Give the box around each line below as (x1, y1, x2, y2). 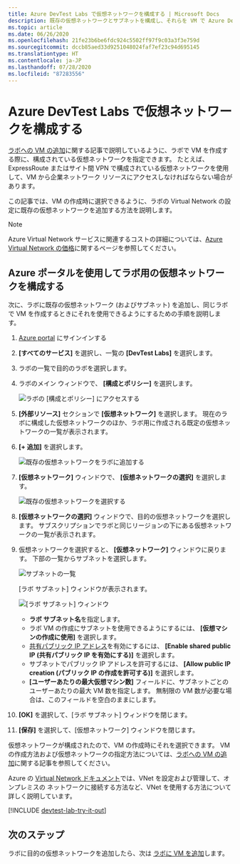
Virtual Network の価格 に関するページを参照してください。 (8, 244, 180, 252)
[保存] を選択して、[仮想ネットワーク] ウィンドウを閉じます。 (18, 726, 199, 735)
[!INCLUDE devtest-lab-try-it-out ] (8, 806, 107, 815)
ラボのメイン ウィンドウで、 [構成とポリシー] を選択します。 (18, 379, 197, 388)
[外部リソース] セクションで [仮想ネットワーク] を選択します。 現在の (18, 409, 221, 418)
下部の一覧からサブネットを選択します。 (32, 555, 150, 563)
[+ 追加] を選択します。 (18, 442, 87, 451)
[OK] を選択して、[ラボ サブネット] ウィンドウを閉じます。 (18, 710, 192, 719)
